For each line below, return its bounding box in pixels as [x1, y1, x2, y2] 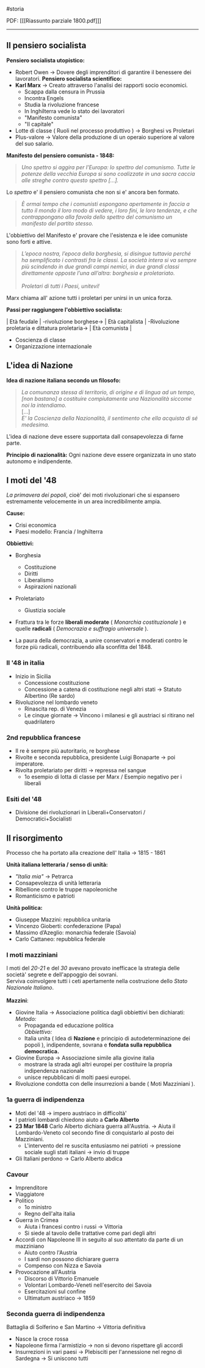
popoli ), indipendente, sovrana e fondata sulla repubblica [24, 1041, 172, 1048]
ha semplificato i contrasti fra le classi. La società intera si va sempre [21, 256, 197, 263]
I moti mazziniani [6, 951, 58, 959]
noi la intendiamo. [21, 401, 67, 409]
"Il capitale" [24, 120, 54, 128]
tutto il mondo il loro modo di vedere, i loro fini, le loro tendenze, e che [21, 207, 198, 214]
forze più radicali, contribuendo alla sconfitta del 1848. [15, 643, 153, 651]
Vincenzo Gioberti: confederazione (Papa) [15, 923, 121, 930]
